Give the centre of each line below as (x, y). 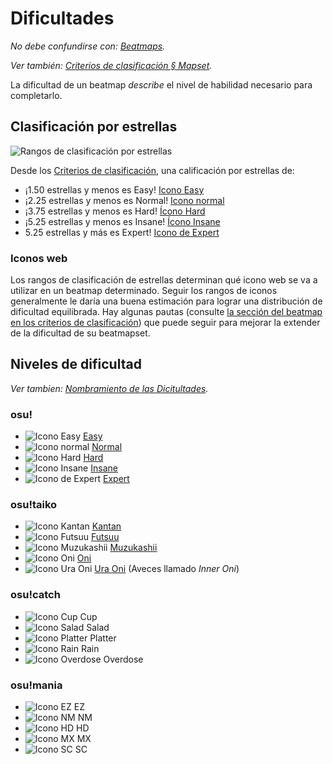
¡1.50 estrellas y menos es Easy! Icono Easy (114, 189)
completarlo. (36, 95)
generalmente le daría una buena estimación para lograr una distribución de (166, 301)
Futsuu (105, 537)
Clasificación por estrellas (94, 127)
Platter (103, 638)
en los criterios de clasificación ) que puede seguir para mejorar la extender (165, 323)
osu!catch (35, 595)
